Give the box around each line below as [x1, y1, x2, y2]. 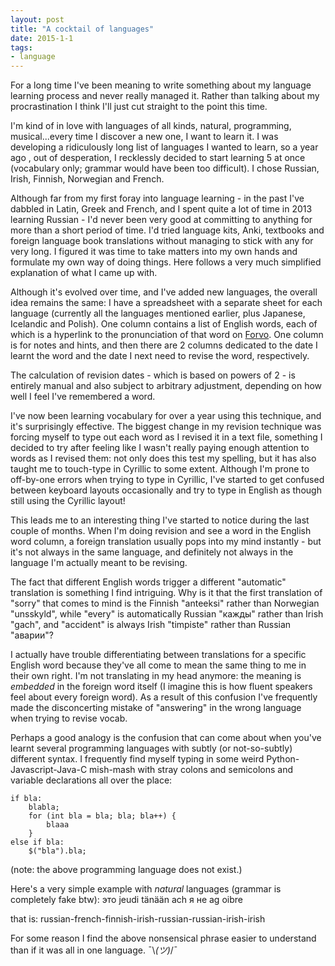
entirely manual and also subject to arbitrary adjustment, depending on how [10, 380, 323, 392]
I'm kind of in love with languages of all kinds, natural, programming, [10, 120, 292, 132]
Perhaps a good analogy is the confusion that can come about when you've [10, 732, 322, 744]
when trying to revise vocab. [10, 712, 128, 725]
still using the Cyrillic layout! [10, 495, 126, 507]
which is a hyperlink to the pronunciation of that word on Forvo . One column [10, 329, 324, 341]
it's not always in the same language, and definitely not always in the [10, 546, 294, 558]
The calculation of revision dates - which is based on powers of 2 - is [10, 369, 296, 381]
